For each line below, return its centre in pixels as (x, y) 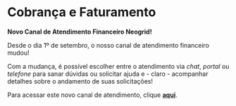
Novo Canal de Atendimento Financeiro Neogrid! (80, 32)
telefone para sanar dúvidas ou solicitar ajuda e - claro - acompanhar (108, 74)
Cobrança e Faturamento (82, 12)
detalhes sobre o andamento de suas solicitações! (80, 81)
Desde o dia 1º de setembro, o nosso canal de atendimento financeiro (108, 45)
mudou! (18, 53)
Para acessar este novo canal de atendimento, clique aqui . (92, 95)
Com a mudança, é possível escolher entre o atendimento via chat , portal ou (118, 66)
